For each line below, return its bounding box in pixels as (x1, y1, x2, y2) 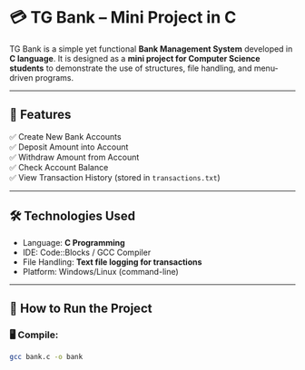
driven (9, 72, 34, 83)
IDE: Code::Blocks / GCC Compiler (22, 247, 152, 258)
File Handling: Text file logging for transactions (22, 256, 202, 268)
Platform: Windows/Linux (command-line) (22, 266, 179, 277)
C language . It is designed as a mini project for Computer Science (9, 53, 261, 63)
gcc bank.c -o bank (9, 353, 84, 362)
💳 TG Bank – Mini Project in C (9, 7, 237, 28)
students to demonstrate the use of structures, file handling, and (9, 63, 252, 73)
